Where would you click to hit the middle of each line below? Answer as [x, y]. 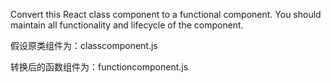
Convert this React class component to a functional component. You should [166, 14]
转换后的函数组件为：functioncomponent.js [99, 67]
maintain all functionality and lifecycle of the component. [127, 25]
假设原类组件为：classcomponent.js [84, 45]
